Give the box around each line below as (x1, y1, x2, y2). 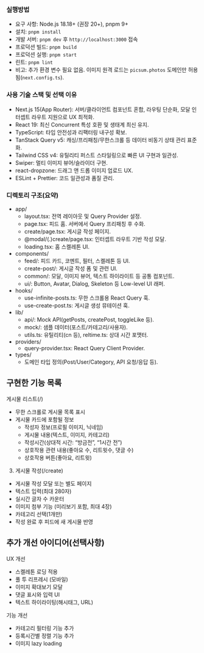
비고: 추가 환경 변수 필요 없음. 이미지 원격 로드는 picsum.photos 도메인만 (15, 66, 187, 74)
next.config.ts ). (22, 74, 65, 81)
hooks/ (15, 287, 33, 294)
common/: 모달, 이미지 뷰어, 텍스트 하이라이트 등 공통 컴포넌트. (24, 272, 175, 280)
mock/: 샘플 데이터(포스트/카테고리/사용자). (24, 323, 128, 331)
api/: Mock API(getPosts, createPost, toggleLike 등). (24, 316, 154, 323)
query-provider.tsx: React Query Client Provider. (24, 344, 145, 352)
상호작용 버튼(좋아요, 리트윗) (24, 453, 93, 461)
